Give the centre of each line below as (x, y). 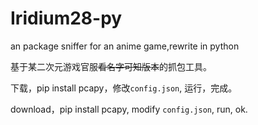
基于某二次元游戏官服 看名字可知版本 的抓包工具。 (111, 66)
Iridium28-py (66, 18)
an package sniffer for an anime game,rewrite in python (125, 46)
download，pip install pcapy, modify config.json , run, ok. (129, 109)
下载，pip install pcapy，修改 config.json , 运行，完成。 (124, 88)
